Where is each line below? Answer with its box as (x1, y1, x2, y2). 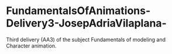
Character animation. (6, 42, 57, 49)
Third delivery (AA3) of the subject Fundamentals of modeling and (6, 36, 166, 43)
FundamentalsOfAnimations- (6, 4, 151, 18)
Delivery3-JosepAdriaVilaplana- (6, 16, 167, 30)
